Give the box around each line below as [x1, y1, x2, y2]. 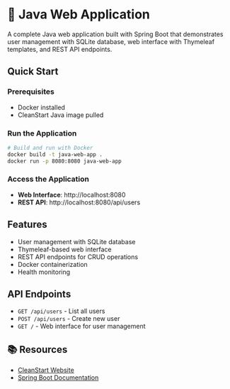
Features [7, 219, 47, 231]
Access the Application [7, 174, 90, 184]
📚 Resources [7, 344, 68, 356]
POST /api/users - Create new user [17, 314, 120, 323]
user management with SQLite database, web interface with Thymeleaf [7, 37, 214, 45]
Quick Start [7, 65, 59, 77]
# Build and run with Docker [7, 144, 93, 151]
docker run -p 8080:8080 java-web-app [7, 158, 122, 165]
